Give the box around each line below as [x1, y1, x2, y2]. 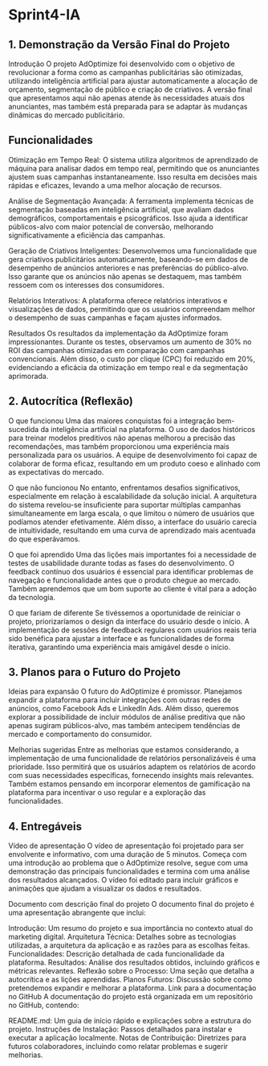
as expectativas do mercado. [8, 467, 104, 476]
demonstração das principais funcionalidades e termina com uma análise [8, 866, 250, 876]
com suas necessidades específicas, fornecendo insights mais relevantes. [8, 771, 254, 780]
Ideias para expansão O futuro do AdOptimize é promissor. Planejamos [8, 686, 242, 697]
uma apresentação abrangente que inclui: [8, 908, 146, 918]
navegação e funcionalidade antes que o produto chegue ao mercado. [8, 575, 242, 585]
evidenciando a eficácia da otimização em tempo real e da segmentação [8, 362, 249, 372]
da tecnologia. [8, 592, 56, 602]
